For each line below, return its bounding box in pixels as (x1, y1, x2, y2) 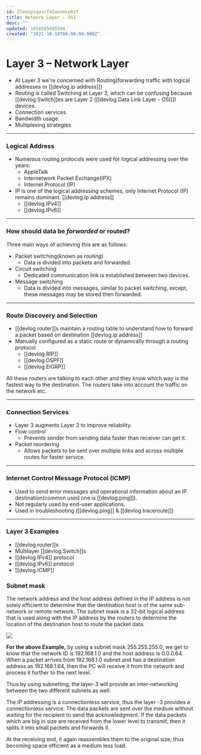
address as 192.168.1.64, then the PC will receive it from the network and (6, 663, 184, 670)
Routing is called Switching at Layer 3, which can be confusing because (14, 89, 193, 97)
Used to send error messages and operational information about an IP (14, 488, 187, 495)
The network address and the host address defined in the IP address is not (6, 595, 190, 603)
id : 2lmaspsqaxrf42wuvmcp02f (6, 8, 79, 15)
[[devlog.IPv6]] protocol (14, 560, 74, 567)
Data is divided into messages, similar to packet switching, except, (23, 284, 188, 291)
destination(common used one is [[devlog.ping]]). (14, 494, 138, 501)
